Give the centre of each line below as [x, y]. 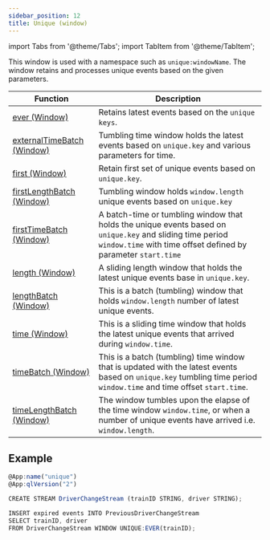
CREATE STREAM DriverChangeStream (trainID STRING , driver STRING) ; [125, 499]
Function [51, 99]
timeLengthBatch [45, 410]
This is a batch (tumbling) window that [171, 290]
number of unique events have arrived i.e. [177, 420]
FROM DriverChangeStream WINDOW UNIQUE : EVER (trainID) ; [102, 528]
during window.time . [135, 343]
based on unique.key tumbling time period [178, 376]
